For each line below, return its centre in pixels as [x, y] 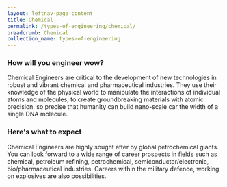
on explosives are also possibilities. [57, 176]
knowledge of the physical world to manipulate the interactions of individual [114, 92]
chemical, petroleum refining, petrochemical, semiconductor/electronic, [108, 161]
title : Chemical [30, 20]
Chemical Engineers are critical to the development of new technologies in [112, 78]
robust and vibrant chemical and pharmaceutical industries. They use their [112, 85]
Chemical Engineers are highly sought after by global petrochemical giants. [113, 147]
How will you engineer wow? [56, 63]
